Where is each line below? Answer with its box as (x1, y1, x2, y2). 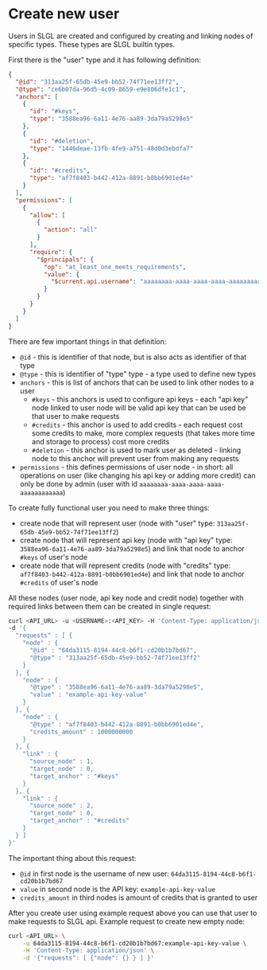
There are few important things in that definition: (8, 336, 167, 346)
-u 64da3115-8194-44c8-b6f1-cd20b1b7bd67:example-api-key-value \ (22, 939, 247, 948)
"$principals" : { (37, 256, 94, 264)
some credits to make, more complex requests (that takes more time (31, 428, 256, 438)
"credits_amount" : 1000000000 (29, 728, 133, 736)
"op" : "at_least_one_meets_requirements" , (43, 263, 187, 271)
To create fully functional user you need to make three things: (8, 503, 211, 512)
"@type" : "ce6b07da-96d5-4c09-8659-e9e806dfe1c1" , (15, 85, 187, 93)
